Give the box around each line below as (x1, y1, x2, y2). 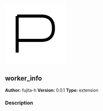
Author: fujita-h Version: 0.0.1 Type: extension (5, 87, 99, 93)
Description (5, 99, 33, 106)
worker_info (5, 74, 42, 83)
